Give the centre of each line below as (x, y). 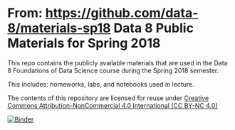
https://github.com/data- (122, 13)
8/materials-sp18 (59, 28)
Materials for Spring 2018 (84, 43)
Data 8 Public (154, 28)
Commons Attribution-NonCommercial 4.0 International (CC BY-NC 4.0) (113, 105)
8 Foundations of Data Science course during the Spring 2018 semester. (113, 70)
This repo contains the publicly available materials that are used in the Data (117, 63)
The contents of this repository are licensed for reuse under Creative (108, 98)
